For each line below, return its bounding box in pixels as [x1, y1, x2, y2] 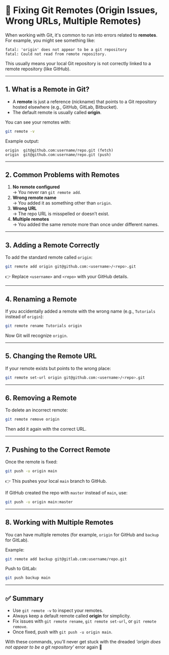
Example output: [5, 138, 39, 144]
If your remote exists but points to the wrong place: [5, 365, 111, 371]
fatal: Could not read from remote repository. [5, 52, 107, 57]
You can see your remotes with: [5, 119, 71, 125]
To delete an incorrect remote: [5, 407, 68, 413]
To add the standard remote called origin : [5, 255, 93, 261]
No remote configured [12, 184, 60, 190]
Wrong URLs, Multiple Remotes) [5, 15, 141, 27]
